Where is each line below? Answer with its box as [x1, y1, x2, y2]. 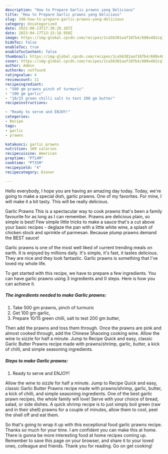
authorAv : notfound [5, 68, 46, 73]
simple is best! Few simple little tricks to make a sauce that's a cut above [5, 219, 155, 225]
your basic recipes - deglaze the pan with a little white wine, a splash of [5, 224, 153, 230]
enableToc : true [5, 45, 39, 50]
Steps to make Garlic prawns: [5, 358, 68, 364]
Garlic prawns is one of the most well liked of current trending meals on [5, 244, 152, 250]
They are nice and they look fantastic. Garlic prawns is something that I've [5, 255, 158, 261]
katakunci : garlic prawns [5, 142, 59, 147]
